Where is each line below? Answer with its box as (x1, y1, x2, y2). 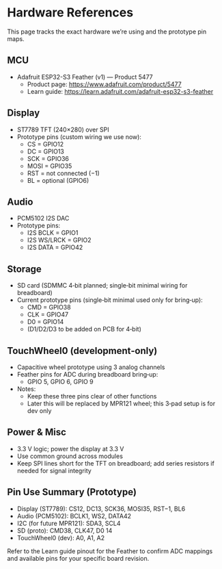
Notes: (16, 385, 36, 393)
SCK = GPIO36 (27, 154, 70, 162)
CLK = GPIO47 (27, 310, 69, 319)
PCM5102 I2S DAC (16, 214, 70, 223)
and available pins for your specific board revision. (7, 554, 150, 562)
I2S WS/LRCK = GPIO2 (27, 236, 92, 244)
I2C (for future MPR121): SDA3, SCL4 (16, 519, 121, 527)
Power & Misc (7, 427, 67, 438)
